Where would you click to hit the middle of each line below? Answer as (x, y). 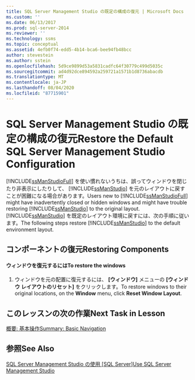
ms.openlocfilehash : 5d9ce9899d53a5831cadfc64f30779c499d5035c (85, 66)
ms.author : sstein (28, 60)
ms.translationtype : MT (35, 77)
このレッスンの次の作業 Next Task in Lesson (86, 313)
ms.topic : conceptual (32, 45)
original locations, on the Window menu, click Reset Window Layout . (98, 293)
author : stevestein (30, 55)
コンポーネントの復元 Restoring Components (88, 250)
